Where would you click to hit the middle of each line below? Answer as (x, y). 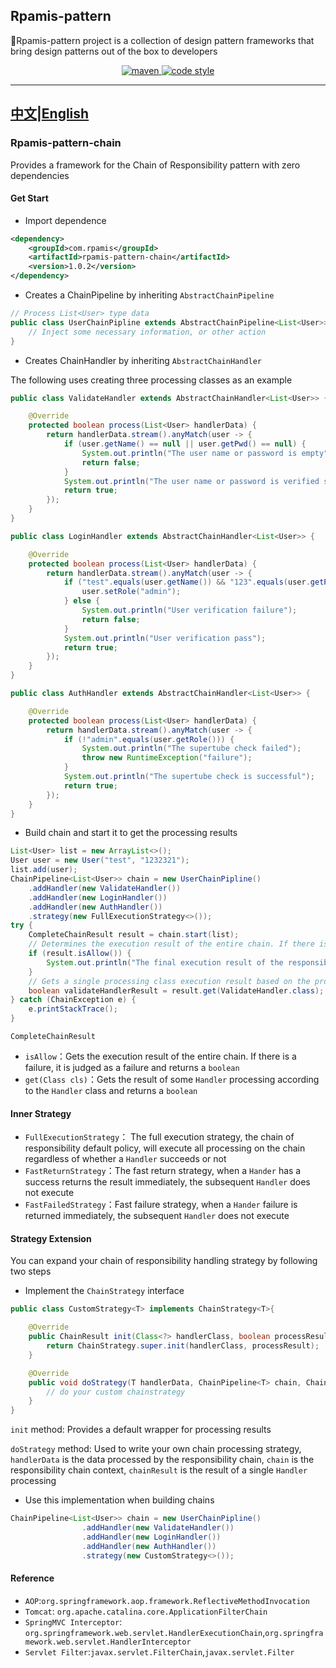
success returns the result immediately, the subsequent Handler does (167, 1182)
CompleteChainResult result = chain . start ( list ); (134, 935)
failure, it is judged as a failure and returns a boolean (132, 1068)
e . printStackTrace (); (73, 1009)
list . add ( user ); (44, 870)
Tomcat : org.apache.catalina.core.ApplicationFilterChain (146, 1611)
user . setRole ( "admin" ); (131, 592)
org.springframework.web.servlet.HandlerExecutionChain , (145, 1632)
